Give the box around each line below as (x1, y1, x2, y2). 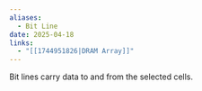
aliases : (9, 13, 42, 23)
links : (9, 38, 34, 48)
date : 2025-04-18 (9, 30, 75, 39)
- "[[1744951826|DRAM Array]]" (17, 47, 135, 56)
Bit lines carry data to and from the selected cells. (9, 71, 194, 82)
